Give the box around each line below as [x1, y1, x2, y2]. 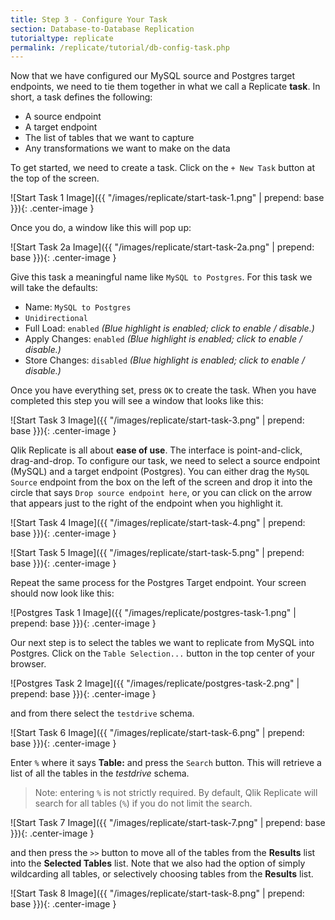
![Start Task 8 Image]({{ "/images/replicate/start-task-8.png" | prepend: [10, 887, 305, 900]
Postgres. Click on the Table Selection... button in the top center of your [10, 647, 315, 660]
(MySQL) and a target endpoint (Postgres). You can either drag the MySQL [10, 466, 310, 478]
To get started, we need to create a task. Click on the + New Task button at [10, 162, 315, 174]
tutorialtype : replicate [10, 33, 114, 43]
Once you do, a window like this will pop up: [10, 222, 192, 234]
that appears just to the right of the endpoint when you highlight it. [10, 497, 284, 510]
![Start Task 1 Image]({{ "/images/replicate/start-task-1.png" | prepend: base [10, 192, 325, 204]
